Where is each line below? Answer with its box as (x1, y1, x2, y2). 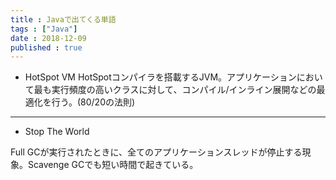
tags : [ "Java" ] (10, 24, 78, 34)
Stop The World (24, 126, 90, 138)
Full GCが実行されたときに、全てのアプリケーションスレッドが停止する (10, 146, 303, 158)
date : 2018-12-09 (10, 33, 87, 43)
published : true (10, 42, 83, 53)
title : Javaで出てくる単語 (10, 14, 117, 25)
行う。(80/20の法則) (51, 96, 136, 108)
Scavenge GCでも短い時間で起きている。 (27, 159, 199, 171)
